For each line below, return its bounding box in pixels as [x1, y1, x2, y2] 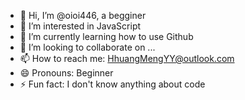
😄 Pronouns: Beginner [19, 67, 114, 79]
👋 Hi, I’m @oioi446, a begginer [19, 10, 147, 21]
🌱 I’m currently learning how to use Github [19, 31, 194, 42]
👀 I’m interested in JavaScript [19, 20, 142, 32]
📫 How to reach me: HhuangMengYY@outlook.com [19, 53, 235, 64]
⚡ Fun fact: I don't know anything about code [19, 78, 206, 90]
